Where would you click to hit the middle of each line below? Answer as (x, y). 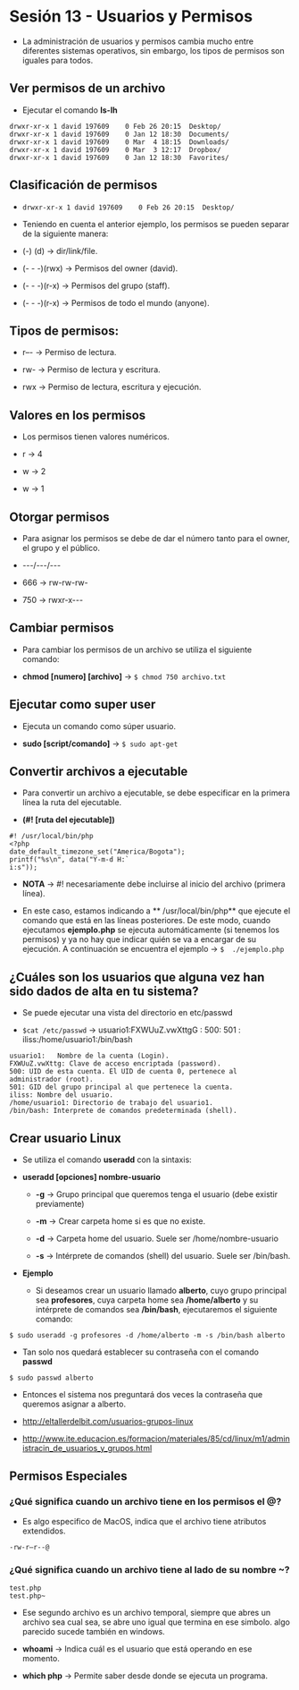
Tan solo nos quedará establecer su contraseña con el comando (140, 1352)
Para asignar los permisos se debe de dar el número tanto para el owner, (156, 538)
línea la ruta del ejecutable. (72, 803)
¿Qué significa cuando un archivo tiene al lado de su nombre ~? (149, 1569)
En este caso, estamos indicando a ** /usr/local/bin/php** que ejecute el (156, 911)
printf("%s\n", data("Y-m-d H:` (69, 860)
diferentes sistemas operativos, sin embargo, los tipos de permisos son (153, 50)
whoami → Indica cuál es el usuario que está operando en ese (137, 1649)
